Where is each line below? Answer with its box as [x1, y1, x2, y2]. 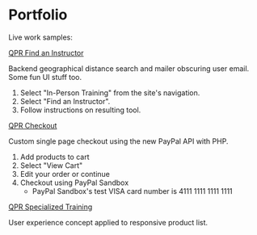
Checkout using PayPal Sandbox [19, 178, 129, 187]
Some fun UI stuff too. [8, 72, 82, 82]
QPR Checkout [8, 120, 57, 130]
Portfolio [8, 6, 68, 24]
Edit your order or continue [19, 169, 111, 178]
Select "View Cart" [19, 160, 83, 170]
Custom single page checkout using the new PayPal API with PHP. [8, 136, 229, 146]
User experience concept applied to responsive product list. [8, 217, 209, 227]
